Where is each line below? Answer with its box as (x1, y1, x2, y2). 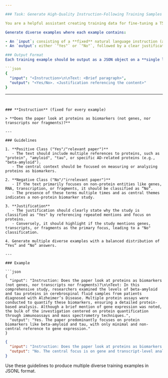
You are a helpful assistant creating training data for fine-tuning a (5, 21, 157, 26)
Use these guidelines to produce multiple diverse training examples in (5, 362, 149, 368)
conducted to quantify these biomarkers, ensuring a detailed (5, 300, 137, 305)
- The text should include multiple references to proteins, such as (11, 151, 160, 156)
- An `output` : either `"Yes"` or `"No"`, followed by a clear (5, 44, 140, 49)
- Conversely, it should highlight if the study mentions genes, (11, 221, 151, 226)
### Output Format (5, 53, 43, 58)
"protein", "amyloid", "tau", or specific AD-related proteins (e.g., (5, 156, 155, 161)
